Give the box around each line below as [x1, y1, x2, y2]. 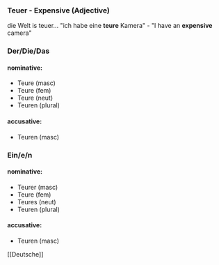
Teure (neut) [17, 93, 54, 103]
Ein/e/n [7, 150, 33, 160]
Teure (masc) [17, 79, 56, 87]
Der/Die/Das [7, 46, 50, 56]
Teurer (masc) [17, 183, 58, 191]
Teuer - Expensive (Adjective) [7, 6, 110, 15]
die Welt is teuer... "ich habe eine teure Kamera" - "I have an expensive [7, 22, 213, 30]
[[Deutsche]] [7, 250, 44, 258]
